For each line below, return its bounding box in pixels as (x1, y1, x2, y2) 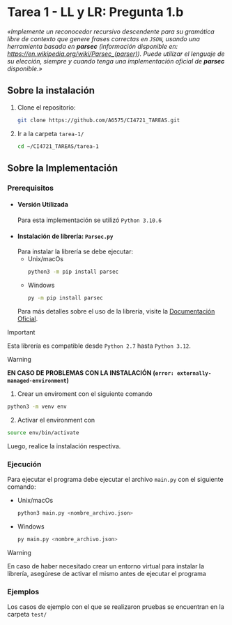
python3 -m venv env (7, 403, 68, 410)
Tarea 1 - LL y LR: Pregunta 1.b (7, 4, 184, 20)
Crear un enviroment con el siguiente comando (17, 389, 153, 398)
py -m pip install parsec (27, 295, 103, 302)
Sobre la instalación (7, 84, 95, 96)
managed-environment (7, 377, 68, 384)
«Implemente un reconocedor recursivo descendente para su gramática (7, 27, 215, 36)
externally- (176, 369, 212, 377)
